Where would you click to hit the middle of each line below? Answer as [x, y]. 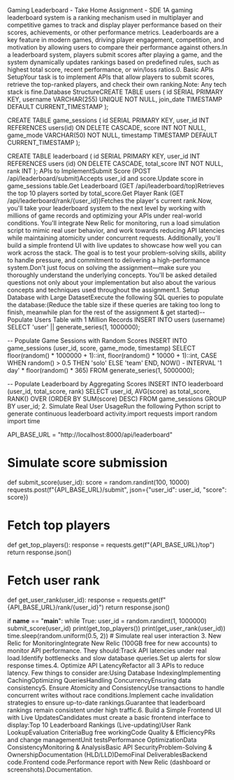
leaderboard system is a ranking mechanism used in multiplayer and [105, 17]
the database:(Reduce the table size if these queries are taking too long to [114, 305]
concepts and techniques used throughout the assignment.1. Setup [103, 290]
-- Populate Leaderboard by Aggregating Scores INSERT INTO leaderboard [115, 384]
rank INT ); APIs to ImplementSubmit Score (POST [79, 171]
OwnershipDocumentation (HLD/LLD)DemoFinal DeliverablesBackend [108, 754]
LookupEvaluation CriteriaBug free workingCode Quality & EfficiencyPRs [111, 732]
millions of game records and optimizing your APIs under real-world [105, 215]
